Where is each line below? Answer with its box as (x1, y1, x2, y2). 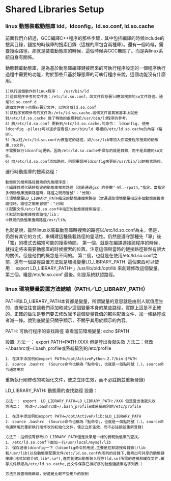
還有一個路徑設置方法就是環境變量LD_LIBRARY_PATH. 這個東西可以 (14, 259, 155, 265)
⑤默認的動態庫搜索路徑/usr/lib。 (5, 218, 69, 223)
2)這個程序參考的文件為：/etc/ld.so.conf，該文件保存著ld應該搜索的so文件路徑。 (5, 94, 159, 100)
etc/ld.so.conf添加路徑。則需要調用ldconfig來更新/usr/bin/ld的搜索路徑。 (17, 159, 165, 164)
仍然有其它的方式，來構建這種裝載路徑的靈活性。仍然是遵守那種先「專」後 (5, 233, 161, 239)
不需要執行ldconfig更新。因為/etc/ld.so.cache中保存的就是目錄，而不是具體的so (5, 148, 159, 154)
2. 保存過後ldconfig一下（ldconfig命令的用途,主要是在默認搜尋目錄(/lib (5, 445, 146, 450)
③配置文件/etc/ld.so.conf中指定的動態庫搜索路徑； (5, 207, 104, 212)
